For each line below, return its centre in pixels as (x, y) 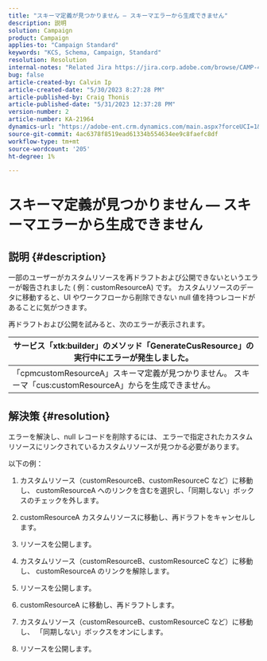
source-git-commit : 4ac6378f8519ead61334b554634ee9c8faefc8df (113, 134)
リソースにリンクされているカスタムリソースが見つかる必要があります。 (126, 447)
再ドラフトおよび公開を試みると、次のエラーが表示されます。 (109, 324)
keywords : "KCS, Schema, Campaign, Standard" (85, 53)
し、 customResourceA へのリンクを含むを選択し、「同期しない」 (126, 491)
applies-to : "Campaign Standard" (64, 45)
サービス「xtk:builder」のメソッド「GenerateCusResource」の (133, 346)
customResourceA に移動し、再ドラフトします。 (99, 605)
